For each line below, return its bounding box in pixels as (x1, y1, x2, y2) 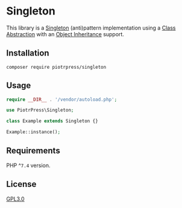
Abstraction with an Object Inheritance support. (6, 30, 125, 37)
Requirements (6, 146, 60, 156)
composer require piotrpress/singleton (6, 64, 107, 70)
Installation (6, 48, 49, 58)
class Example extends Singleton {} (6, 118, 98, 124)
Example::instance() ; (6, 129, 61, 135)
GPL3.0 (6, 195, 25, 203)
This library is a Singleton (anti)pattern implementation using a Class (6, 24, 176, 31)
